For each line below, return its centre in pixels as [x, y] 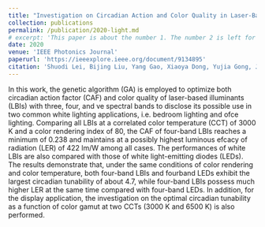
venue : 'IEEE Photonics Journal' [63, 52]
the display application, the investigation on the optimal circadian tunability [129, 198]
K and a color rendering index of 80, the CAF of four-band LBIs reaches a [127, 131]
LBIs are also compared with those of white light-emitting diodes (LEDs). [126, 156]
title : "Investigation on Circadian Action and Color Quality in [118, 15]
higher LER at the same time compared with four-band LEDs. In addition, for [131, 189]
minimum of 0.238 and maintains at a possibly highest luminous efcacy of [128, 140]
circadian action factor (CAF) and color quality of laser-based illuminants [126, 97]
